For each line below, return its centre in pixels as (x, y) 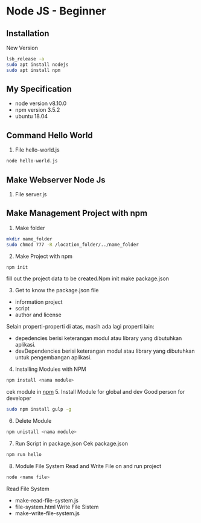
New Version (22, 48)
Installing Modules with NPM (50, 369)
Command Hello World (50, 135)
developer (19, 398)
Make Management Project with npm (77, 213)
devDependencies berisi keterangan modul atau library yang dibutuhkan (105, 351)
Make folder (30, 228)
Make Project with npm (43, 256)
